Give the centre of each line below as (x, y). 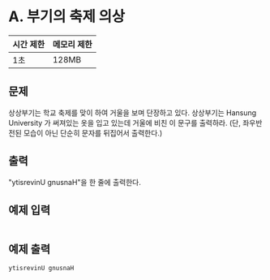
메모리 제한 (73, 44)
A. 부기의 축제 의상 (67, 17)
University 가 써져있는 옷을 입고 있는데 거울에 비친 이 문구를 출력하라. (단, (124, 123)
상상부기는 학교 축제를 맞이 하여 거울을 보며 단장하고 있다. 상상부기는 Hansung (133, 112)
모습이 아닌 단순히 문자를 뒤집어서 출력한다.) (93, 133)
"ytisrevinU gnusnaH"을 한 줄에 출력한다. (75, 182)
